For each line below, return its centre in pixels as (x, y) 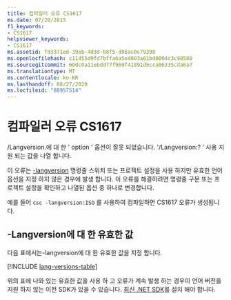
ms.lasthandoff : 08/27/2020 (48, 84)
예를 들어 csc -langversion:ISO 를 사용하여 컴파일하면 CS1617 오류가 (101, 202)
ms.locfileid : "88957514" (44, 90)
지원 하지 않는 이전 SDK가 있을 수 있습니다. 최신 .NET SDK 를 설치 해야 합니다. (111, 289)
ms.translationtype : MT (41, 71)
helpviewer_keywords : (38, 39)
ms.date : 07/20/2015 (37, 20)
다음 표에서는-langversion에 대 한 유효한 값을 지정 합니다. (85, 252)
